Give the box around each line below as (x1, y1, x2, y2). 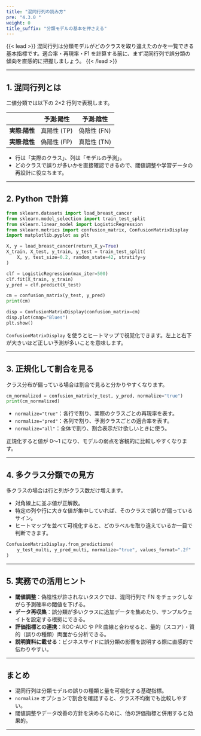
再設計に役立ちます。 (14, 169, 68, 176)
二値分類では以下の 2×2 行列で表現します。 (6, 99, 113, 106)
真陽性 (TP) (41, 127, 73, 135)
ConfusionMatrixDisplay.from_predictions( (6, 542, 114, 548)
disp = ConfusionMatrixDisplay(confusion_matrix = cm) (6, 309, 141, 315)
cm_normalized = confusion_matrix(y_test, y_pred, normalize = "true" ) (6, 393, 184, 399)
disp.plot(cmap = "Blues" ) (6, 314, 68, 320)
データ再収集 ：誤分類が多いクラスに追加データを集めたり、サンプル (14, 608, 182, 615)
